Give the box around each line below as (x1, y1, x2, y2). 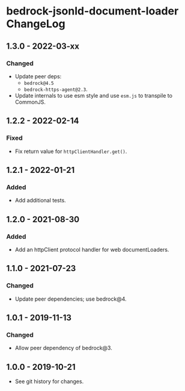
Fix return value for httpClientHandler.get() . (14, 148, 127, 155)
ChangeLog (6, 17, 65, 31)
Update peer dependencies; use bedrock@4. (14, 295, 127, 302)
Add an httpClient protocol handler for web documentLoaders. (14, 246, 169, 253)
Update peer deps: (14, 72, 62, 80)
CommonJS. (14, 98, 46, 105)
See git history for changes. (14, 378, 84, 385)
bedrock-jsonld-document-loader (6, 4, 179, 18)
